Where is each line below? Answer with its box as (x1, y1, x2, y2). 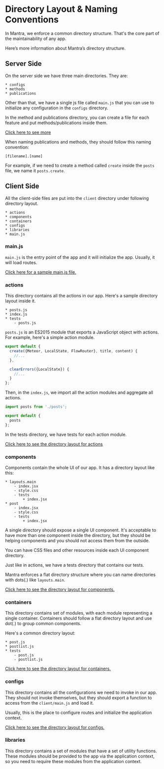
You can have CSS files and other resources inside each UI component (5, 547, 149, 553)
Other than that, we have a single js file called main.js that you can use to (5, 99, 154, 105)
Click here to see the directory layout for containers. (5, 666, 111, 672)
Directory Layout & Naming (5, 3, 118, 15)
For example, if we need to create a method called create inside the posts (5, 162, 155, 168)
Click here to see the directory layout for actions (5, 441, 103, 447)
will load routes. (5, 259, 37, 265)
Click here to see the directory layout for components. (5, 586, 115, 592)
